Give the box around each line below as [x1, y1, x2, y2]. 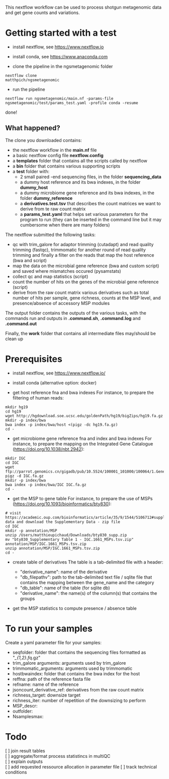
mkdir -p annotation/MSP [5, 528, 57, 533]
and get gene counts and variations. [5, 10, 80, 16]
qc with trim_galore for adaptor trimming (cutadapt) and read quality [12, 241, 154, 247]
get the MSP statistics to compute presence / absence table [12, 605, 137, 611]
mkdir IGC [5, 455, 26, 461]
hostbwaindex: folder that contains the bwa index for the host [12, 670, 140, 676]
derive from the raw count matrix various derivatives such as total [12, 289, 149, 295]
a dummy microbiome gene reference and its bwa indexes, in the [20, 190, 154, 196]
